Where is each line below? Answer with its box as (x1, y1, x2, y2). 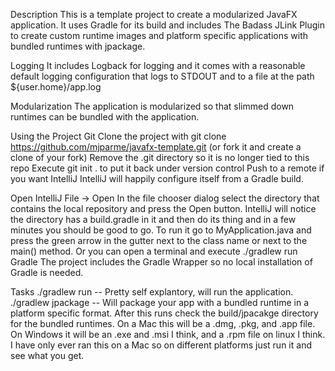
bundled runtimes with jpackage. (10, 40, 146, 52)
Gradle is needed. (10, 267, 84, 278)
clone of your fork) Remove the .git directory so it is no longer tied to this (10, 152, 310, 163)
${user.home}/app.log (10, 81, 102, 93)
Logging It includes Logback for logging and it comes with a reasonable (10, 60, 306, 71)
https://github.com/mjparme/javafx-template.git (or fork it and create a (10, 141, 302, 153)
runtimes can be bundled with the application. (10, 111, 200, 123)
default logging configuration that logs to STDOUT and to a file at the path (10, 70, 315, 82)
